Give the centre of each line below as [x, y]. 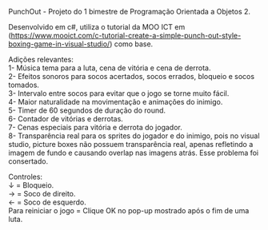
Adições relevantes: [41, 59]
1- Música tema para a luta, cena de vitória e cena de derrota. [110, 68]
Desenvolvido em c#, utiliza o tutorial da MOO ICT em [97, 27]
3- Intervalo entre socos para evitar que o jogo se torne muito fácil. [119, 93]
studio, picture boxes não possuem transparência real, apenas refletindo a [131, 144]
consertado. [28, 161]
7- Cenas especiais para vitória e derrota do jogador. [95, 127]
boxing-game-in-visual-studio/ [59, 44]
